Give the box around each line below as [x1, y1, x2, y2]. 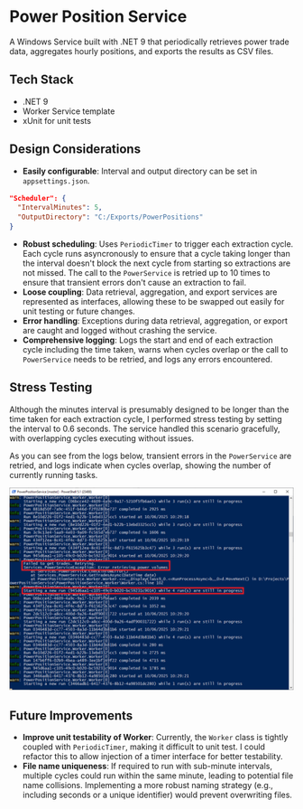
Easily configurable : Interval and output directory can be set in [22, 165, 258, 176]
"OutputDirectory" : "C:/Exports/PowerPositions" [17, 212, 204, 222]
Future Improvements [9, 708, 133, 723]
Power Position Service [9, 6, 188, 27]
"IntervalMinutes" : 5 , [17, 203, 103, 212]
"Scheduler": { [9, 193, 67, 202]
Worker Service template [22, 106, 115, 117]
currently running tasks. [9, 469, 98, 480]
